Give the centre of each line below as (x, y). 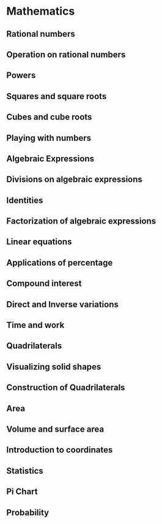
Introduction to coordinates (60, 450)
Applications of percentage (60, 262)
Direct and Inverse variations (63, 304)
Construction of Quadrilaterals (66, 388)
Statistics (25, 470)
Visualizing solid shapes (54, 366)
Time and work (35, 325)
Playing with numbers (49, 138)
